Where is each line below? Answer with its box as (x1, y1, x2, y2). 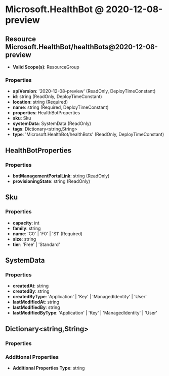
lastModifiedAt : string (12, 299, 60, 305)
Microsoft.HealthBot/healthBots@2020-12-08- (5, 42, 158, 51)
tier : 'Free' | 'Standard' (12, 241, 60, 247)
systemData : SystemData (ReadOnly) (12, 120, 92, 127)
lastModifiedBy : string (12, 304, 60, 310)
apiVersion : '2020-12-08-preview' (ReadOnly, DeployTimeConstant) (12, 88, 156, 95)
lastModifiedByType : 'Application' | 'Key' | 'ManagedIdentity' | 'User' (12, 310, 158, 316)
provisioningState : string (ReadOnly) (12, 178, 91, 184)
